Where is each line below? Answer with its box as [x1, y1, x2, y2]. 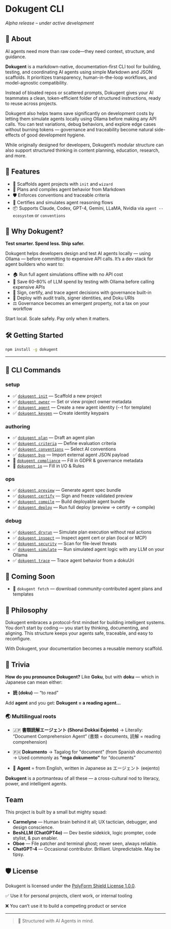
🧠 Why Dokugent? [5, 227, 64, 236]
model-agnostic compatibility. [5, 79, 68, 86]
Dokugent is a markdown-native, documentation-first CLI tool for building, [5, 63, 161, 69]
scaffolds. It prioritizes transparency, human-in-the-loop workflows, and [5, 74, 157, 80]
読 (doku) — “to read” [12, 690, 59, 696]
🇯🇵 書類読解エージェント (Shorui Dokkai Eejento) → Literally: [12, 727, 144, 733]
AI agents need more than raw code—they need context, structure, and [5, 48, 155, 54]
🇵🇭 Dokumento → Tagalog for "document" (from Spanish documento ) [12, 749, 162, 755]
